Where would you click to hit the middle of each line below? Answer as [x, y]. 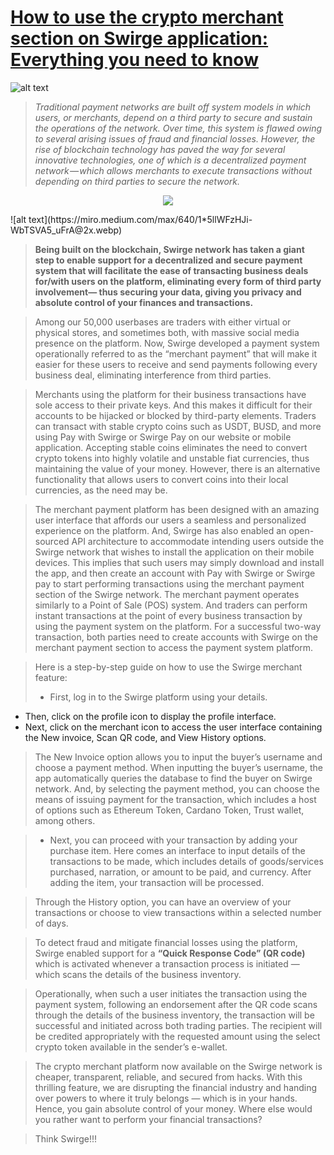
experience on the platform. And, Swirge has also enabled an [160, 530]
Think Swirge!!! [66, 1138]
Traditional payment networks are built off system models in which [173, 107]
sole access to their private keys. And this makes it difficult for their [173, 405]
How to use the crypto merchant [147, 17]
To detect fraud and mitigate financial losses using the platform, [166, 942]
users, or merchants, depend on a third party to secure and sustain [173, 117]
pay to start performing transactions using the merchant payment [169, 583]
